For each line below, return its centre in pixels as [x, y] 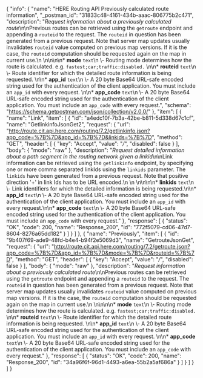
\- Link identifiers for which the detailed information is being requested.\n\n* [101, 189]
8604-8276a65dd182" [34, 233]
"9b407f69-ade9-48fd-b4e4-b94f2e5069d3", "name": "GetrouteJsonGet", [101, 240]
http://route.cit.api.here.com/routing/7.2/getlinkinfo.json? [79, 131]
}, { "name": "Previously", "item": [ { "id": [128, 233]
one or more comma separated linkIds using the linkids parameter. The [96, 169]
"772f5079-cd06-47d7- [163, 227]
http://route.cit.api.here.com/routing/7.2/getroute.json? [122, 246]
